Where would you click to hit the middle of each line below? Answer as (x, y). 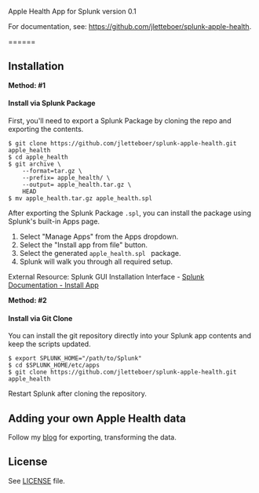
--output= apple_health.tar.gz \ (77, 185)
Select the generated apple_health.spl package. (100, 254)
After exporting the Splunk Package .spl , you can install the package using (129, 213)
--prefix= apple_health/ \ (66, 178)
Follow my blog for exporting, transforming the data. (92, 437)
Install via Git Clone (40, 318)
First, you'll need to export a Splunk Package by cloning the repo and (120, 121)
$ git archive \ (35, 164)
